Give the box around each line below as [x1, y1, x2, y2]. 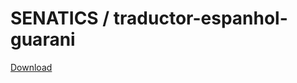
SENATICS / [10, 7, 110, 30]
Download [10, 61, 53, 73]
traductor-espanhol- [113, 7, 288, 30]
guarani [10, 28, 76, 51]
